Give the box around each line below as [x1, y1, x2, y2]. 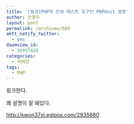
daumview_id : [6, 42, 39, 48]
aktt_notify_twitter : [6, 31, 60, 37]
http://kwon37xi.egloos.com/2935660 [6, 111, 99, 119]
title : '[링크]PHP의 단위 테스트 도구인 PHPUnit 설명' [6, 8, 129, 15]
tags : [6, 64, 20, 70]
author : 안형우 [6, 14, 40, 20]
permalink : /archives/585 [6, 25, 70, 32]
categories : [6, 53, 36, 59]
